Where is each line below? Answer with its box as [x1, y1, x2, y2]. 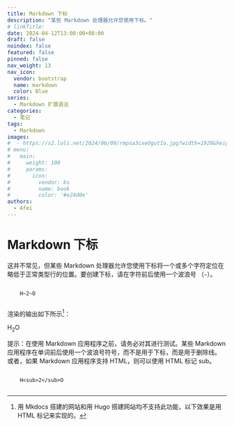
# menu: [7, 146, 30, 153]
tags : [7, 120, 23, 128]
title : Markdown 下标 [7, 10, 68, 17]
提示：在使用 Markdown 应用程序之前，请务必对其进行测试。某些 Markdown [7, 340, 226, 348]
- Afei [13, 205, 33, 212]
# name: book [7, 185, 70, 192]
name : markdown [13, 82, 58, 89]
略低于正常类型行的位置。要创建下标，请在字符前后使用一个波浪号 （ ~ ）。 [7, 270, 217, 278]
